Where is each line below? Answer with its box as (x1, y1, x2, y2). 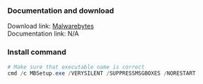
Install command (7, 47, 66, 57)
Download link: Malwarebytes (7, 22, 94, 31)
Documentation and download (7, 6, 115, 16)
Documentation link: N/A (7, 29, 80, 38)
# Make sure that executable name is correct (7, 63, 145, 70)
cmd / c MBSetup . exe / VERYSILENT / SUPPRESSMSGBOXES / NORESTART (7, 70, 196, 77)
